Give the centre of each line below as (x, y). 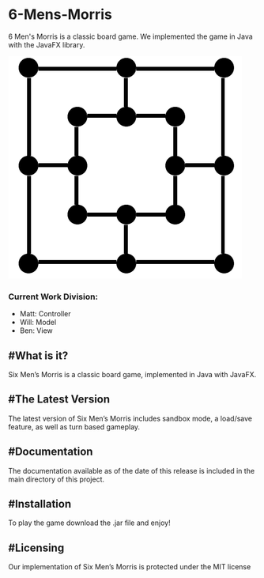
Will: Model (38, 323)
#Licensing (36, 548)
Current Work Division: (53, 297)
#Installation (40, 504)
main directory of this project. (57, 479)
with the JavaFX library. (47, 44)
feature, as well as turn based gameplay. (74, 427)
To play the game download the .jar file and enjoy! (90, 523)
